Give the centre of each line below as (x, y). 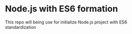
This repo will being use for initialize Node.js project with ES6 (66, 22)
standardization (21, 27)
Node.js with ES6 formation (61, 9)
